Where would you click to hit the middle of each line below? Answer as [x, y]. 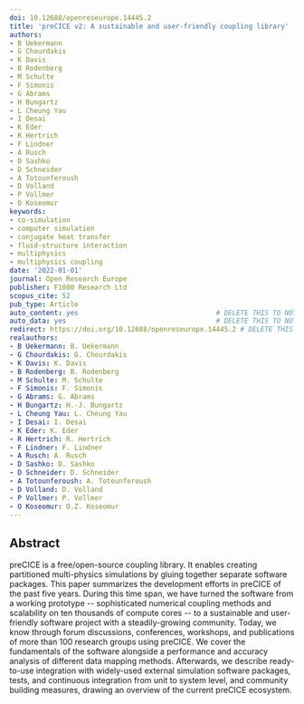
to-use [22, 670]
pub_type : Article [44, 304]
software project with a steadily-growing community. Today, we [159, 622]
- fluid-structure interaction [68, 246]
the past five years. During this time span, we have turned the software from [152, 593]
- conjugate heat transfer [60, 236]
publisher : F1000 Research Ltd [68, 287]
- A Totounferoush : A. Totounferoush [81, 481]
